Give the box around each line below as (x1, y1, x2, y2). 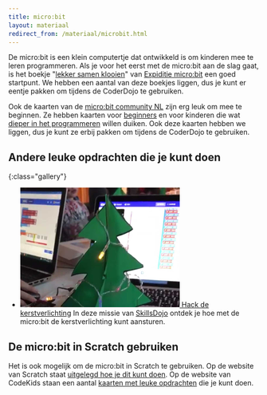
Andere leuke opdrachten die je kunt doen (8, 150, 222, 164)
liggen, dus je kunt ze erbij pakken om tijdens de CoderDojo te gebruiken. (8, 128, 250, 137)
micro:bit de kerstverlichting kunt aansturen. (19, 317, 166, 326)
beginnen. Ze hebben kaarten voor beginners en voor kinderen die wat (8, 110, 241, 120)
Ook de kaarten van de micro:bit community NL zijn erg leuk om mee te (8, 102, 242, 112)
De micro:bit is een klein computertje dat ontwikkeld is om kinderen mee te (8, 53, 253, 62)
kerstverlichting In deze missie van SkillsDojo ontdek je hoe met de (19, 308, 240, 318)
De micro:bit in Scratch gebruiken (8, 340, 179, 354)
